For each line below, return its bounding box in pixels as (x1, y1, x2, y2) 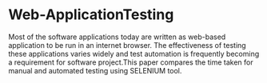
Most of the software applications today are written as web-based (8, 32, 226, 41)
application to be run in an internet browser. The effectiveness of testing (8, 40, 246, 49)
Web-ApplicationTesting (8, 6, 174, 24)
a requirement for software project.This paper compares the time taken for (8, 57, 253, 67)
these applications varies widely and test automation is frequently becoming (8, 49, 260, 58)
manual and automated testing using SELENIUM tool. (8, 65, 182, 75)
